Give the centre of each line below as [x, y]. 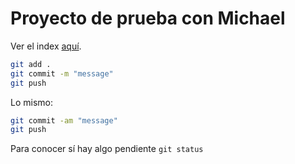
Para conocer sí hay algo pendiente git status [107, 149]
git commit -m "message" [62, 73]
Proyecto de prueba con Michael [148, 18]
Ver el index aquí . [46, 46]
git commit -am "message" [64, 120]
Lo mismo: [31, 102]
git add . [31, 64]
